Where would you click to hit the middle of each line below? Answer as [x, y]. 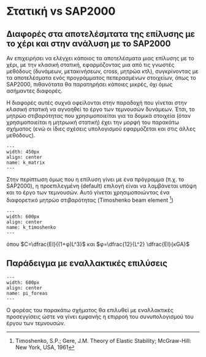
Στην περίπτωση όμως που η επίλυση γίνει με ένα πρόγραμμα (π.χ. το [95, 179]
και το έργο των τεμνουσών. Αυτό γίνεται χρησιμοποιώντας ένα [88, 192]
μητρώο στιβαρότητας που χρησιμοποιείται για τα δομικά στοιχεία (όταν [99, 116]
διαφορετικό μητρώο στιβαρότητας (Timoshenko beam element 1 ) [90, 199]
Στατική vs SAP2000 [61, 11]
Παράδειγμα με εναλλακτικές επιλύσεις [87, 263]
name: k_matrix [26, 163]
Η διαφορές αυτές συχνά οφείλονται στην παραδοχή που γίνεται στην [97, 103]
